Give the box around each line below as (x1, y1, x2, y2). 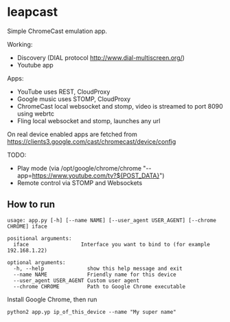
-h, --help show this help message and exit (13, 265, 183, 272)
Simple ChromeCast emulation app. (7, 27, 108, 35)
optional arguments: (7, 259, 67, 266)
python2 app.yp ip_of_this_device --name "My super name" (7, 308, 176, 315)
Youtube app (16, 61, 54, 69)
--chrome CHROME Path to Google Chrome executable (13, 283, 186, 290)
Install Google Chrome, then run (7, 295, 97, 303)
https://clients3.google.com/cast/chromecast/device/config (7, 137, 176, 145)
